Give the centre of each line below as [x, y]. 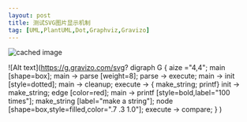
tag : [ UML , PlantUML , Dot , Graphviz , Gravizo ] [79, 30]
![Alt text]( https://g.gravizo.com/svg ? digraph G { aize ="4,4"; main [117, 68]
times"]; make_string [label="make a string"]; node [91, 101]
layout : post [30, 15]
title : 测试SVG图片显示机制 [49, 23]
